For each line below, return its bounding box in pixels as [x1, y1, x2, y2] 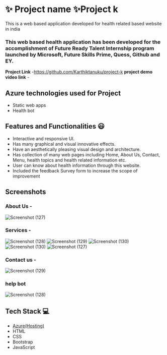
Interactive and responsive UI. [12, 135, 75, 142]
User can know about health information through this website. [12, 162, 141, 168]
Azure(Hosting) [12, 323, 44, 329]
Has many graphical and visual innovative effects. [12, 141, 116, 147]
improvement [12, 173, 40, 179]
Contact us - [5, 256, 37, 263]
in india [5, 26, 21, 32]
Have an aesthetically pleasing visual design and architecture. [12, 146, 141, 152]
